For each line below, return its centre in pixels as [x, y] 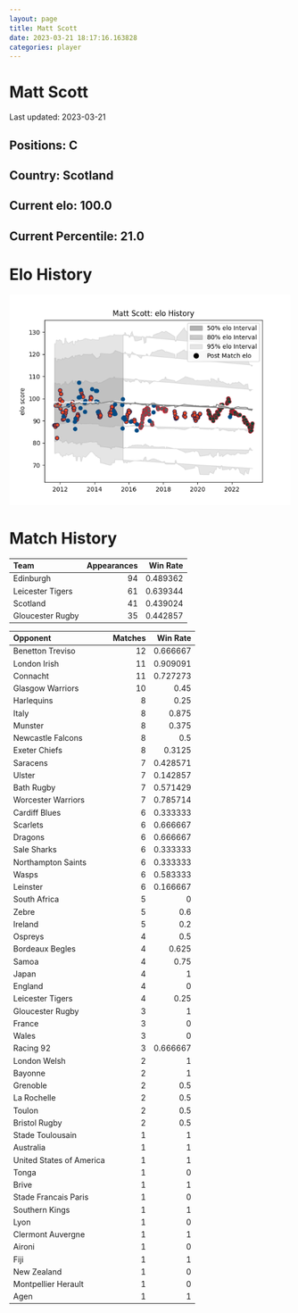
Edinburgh [32, 578]
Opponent [32, 638]
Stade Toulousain [45, 1135]
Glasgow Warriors [46, 688]
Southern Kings [41, 1209]
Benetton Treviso [44, 651]
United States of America [59, 1159]
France [26, 1023]
